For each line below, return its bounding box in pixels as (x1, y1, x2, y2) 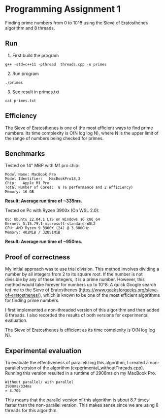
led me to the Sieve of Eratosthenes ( (5, 287, 80, 293)
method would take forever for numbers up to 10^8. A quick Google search (5, 282, 157, 288)
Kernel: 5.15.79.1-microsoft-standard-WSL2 (5, 221, 96, 226)
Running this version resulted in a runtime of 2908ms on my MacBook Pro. (5, 370, 156, 376)
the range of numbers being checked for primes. (5, 135, 104, 141)
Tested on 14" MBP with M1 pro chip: (5, 163, 80, 169)
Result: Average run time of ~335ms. (5, 198, 82, 204)
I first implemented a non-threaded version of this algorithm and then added (5, 307, 160, 313)
